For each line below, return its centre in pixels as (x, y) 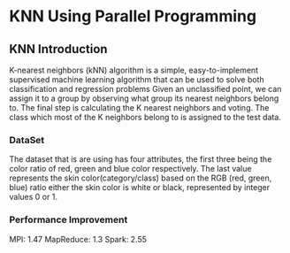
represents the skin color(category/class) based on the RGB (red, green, (141, 178)
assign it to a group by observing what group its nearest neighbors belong (144, 98)
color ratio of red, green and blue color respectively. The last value (130, 169)
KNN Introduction (58, 49)
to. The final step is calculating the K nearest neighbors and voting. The (139, 107)
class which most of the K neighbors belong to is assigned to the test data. (145, 117)
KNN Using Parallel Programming (133, 16)
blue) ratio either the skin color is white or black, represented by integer (140, 188)
